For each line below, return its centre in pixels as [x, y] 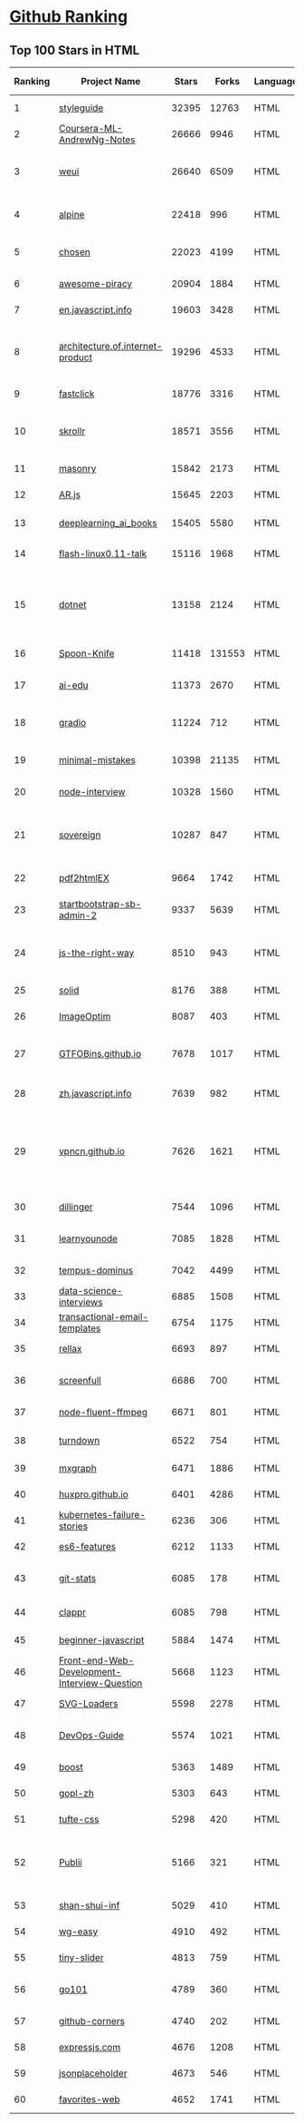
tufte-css [79, 1819]
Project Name [111, 81]
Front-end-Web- [96, 1660]
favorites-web [89, 2099]
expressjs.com [90, 2047]
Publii [71, 1862]
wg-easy [78, 1932]
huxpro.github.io [93, 1494]
